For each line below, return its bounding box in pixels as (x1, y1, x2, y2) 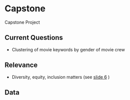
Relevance (4, 61, 38, 69)
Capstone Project (4, 19, 40, 25)
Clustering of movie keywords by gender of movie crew (11, 46, 125, 52)
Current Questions (4, 33, 63, 42)
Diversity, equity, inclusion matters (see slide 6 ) (11, 74, 110, 80)
